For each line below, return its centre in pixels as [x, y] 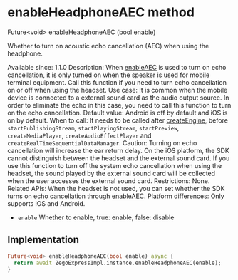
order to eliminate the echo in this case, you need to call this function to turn [119, 105]
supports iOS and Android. [46, 203]
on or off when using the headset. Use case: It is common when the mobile [118, 90]
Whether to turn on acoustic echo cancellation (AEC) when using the [108, 46]
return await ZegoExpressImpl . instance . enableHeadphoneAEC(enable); [118, 263]
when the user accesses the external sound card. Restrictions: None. [109, 181]
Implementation [43, 240]
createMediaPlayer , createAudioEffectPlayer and [79, 135]
